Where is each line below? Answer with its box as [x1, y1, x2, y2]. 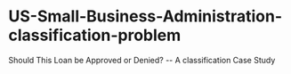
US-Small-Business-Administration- [8, 6, 283, 27]
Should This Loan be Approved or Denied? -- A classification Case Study [8, 54, 276, 65]
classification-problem [8, 25, 182, 45]
